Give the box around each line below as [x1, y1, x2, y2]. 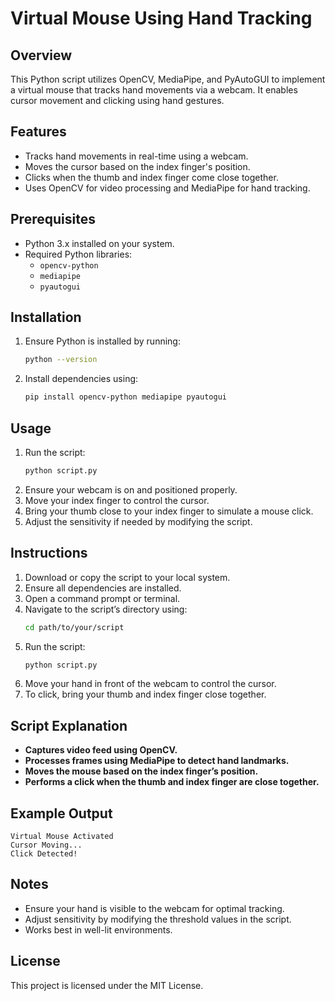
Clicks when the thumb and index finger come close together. [24, 171, 279, 183]
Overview [10, 47, 73, 64]
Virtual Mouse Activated [10, 832, 114, 842]
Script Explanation [10, 717, 128, 734]
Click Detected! [10, 849, 78, 859]
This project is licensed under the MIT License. [10, 979, 204, 991]
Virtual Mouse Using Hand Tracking [10, 7, 313, 30]
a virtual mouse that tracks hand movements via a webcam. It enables [10, 84, 298, 96]
